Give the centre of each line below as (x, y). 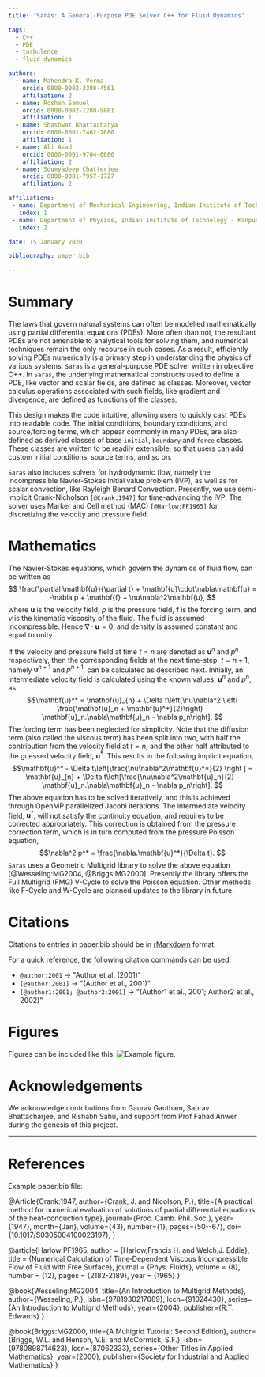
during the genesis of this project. (63, 1125)
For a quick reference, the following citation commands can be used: (120, 960)
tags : (17, 30)
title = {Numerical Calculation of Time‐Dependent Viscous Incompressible (128, 1259)
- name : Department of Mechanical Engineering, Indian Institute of (127, 206)
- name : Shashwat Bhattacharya (67, 125)
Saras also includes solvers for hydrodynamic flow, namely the (109, 472)
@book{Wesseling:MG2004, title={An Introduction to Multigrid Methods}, (127, 1291)
